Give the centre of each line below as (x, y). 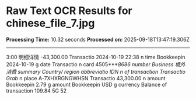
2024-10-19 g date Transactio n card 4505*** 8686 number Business (90, 64)
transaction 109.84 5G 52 (36, 91)
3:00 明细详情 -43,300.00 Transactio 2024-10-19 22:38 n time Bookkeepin (96, 57)
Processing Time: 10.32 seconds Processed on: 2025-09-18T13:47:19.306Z (98, 39)
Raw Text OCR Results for (69, 11)
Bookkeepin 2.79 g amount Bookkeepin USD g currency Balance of (87, 84)
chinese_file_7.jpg (50, 23)
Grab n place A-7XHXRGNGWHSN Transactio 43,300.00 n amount (86, 78)
